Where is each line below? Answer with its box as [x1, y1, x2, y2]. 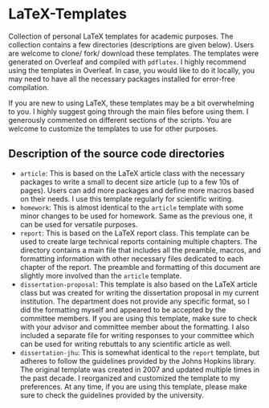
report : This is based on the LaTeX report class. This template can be [19, 228, 251, 238]
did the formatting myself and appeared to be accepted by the [19, 304, 226, 314]
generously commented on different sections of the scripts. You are [8, 115, 232, 124]
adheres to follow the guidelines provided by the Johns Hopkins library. [19, 356, 256, 365]
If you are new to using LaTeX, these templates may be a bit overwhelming [8, 98, 255, 108]
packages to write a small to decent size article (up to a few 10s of [19, 177, 239, 186]
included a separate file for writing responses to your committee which [19, 330, 255, 340]
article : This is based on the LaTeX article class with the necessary [19, 168, 245, 177]
